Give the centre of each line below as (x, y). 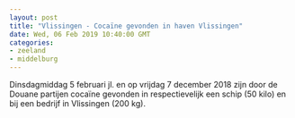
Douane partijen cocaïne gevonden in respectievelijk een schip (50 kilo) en (147, 94)
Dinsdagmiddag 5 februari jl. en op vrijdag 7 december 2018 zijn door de (143, 84)
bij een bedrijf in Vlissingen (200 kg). (78, 103)
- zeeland (28, 51)
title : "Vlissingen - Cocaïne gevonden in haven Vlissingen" (126, 26)
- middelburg (34, 59)
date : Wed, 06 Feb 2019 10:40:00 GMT (80, 34)
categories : (31, 42)
